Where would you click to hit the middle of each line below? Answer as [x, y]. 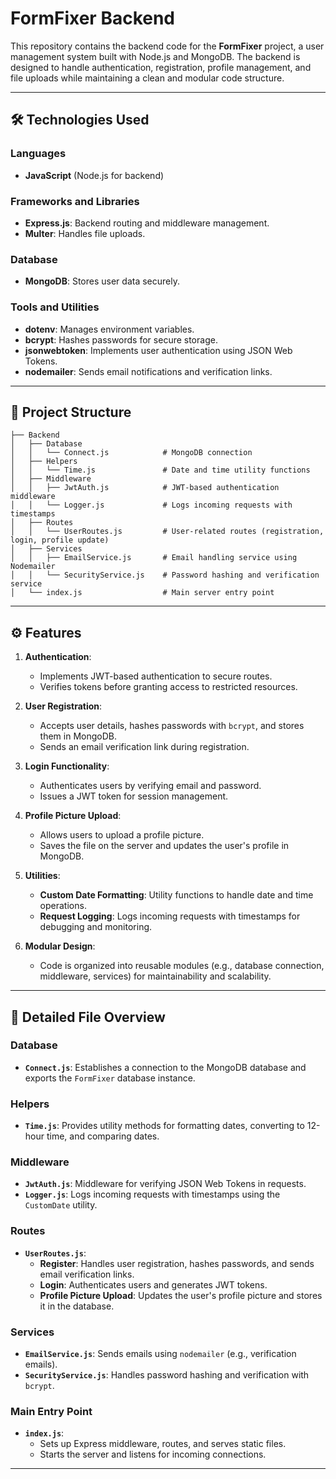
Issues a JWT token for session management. [134, 796]
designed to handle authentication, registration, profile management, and [161, 67]
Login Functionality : [67, 766]
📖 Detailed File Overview [88, 1017]
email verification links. [87, 1274]
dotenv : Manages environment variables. [109, 329]
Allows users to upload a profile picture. [122, 835]
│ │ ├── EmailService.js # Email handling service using [154, 558]
